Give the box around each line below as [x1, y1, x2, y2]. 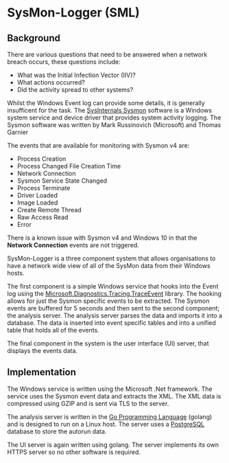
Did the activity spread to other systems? [16, 86, 134, 93]
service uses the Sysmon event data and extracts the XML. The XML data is [7, 392, 221, 400]
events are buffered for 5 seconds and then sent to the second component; [7, 304, 220, 312]
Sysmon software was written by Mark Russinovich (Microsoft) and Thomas [7, 121, 221, 128]
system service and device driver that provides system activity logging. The [7, 113, 221, 122]
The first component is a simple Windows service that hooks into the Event [7, 282, 219, 290]
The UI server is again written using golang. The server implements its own [7, 440, 219, 449]
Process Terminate [16, 184, 71, 192]
